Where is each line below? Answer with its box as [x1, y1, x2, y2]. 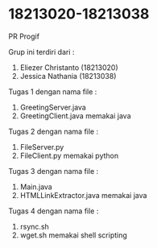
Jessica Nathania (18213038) [19, 71, 117, 81]
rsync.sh [19, 221, 50, 231]
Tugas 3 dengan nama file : [8, 166, 99, 176]
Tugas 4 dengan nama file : [8, 206, 99, 216]
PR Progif [8, 31, 40, 41]
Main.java [19, 182, 52, 192]
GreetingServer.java [19, 102, 86, 112]
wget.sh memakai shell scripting [19, 230, 127, 240]
